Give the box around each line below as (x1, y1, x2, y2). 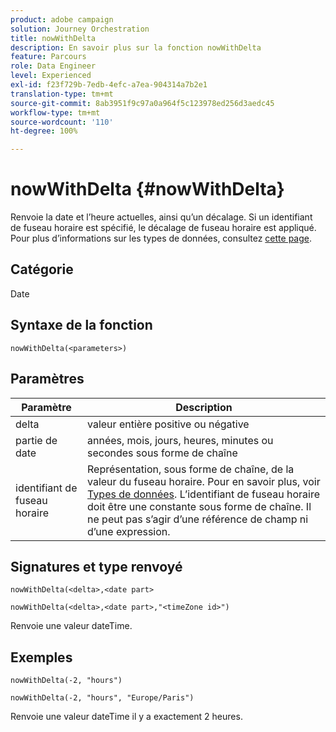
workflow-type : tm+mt (10, 107, 101, 118)
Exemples (10, 649, 73, 666)
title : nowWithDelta (10, 33, 97, 43)
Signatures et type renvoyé (10, 558, 183, 575)
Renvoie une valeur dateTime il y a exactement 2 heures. (10, 711, 243, 723)
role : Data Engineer (10, 61, 97, 71)
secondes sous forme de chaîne (87, 446, 238, 460)
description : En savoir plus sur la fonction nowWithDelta (10, 42, 262, 53)
